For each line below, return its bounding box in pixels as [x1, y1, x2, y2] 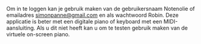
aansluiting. [6, 24, 35, 31]
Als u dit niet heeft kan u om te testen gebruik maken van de [36, 24, 188, 31]
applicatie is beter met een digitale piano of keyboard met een [6, 18, 163, 25]
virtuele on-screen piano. [6, 31, 70, 38]
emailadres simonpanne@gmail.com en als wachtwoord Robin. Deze [6, 11, 179, 19]
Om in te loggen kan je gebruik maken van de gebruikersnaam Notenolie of [6, 5, 196, 12]
